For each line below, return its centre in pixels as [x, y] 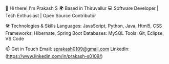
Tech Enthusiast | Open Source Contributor [51, 16]
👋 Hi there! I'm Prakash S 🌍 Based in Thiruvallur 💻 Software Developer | [82, 8]
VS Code [15, 39]
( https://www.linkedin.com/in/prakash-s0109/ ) [54, 56]
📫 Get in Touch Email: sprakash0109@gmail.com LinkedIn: [67, 49]
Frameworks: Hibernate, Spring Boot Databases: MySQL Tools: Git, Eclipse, [84, 33]
